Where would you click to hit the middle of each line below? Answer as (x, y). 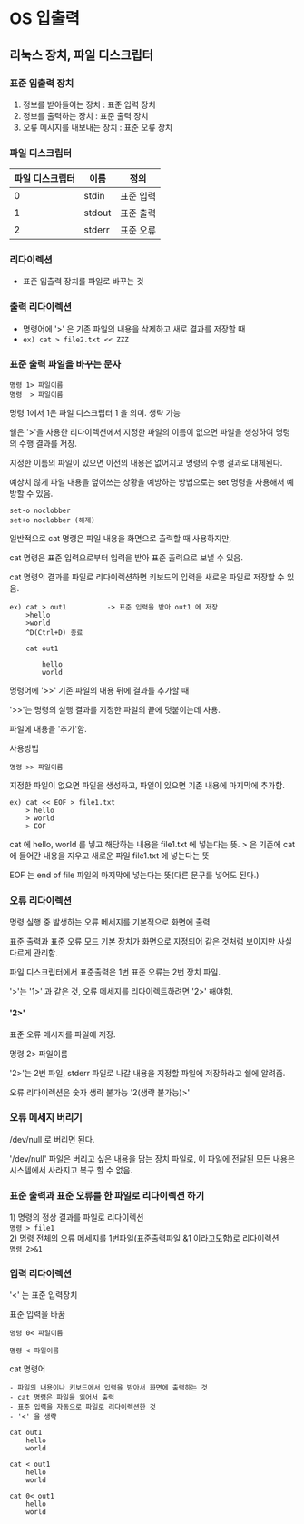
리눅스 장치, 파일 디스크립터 (82, 55)
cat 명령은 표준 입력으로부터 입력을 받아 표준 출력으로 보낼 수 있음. (126, 558)
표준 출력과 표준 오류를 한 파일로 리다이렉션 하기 (107, 1195)
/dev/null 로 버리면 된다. (52, 1139)
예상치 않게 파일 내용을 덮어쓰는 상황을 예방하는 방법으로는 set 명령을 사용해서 (147, 482)
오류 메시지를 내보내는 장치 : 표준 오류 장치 (98, 127)
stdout (98, 213)
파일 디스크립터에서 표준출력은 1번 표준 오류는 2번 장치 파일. (115, 972)
